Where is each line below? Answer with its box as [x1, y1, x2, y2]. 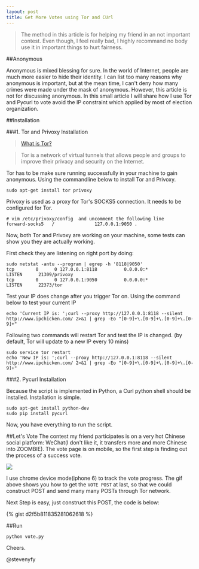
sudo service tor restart [6, 349, 71, 355]
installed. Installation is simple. [6, 394, 82, 401]
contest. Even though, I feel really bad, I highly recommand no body [20, 37, 188, 44]
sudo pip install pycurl [6, 410, 68, 416]
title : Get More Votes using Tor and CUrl [6, 14, 114, 20]
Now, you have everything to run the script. [6, 420, 113, 428]
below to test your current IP [6, 299, 76, 306]
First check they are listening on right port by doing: [6, 249, 134, 256]
